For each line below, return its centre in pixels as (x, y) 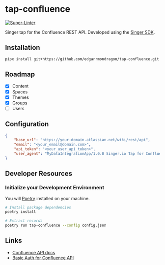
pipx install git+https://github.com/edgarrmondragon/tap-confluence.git (82, 59)
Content (20, 86)
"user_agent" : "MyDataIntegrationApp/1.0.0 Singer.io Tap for (79, 154)
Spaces (20, 91)
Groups (20, 103)
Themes (21, 97)
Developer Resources (39, 174)
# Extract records (24, 221)
